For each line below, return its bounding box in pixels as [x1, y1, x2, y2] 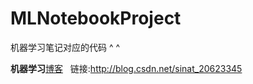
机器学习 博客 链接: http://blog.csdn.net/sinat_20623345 [10, 62, 243, 74]
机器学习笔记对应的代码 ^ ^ [10, 41, 121, 53]
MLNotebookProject [10, 7, 182, 30]
